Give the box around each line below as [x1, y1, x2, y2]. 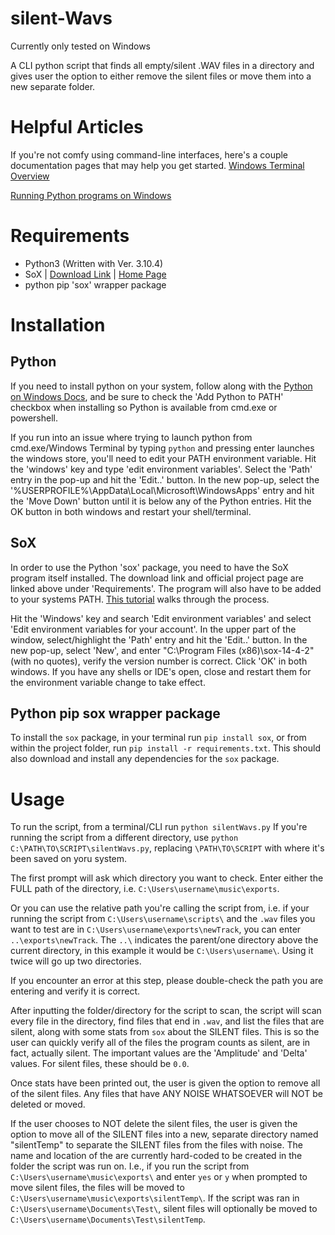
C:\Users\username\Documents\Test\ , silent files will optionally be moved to [10, 1203, 318, 1215]
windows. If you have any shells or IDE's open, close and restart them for [10, 665, 312, 677]
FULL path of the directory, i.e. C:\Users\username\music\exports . [10, 883, 280, 895]
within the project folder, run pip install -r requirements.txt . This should [10, 742, 321, 754]
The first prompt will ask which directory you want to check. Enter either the [10, 872, 324, 884]
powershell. [10, 412, 58, 424]
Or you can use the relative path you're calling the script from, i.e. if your [10, 902, 310, 914]
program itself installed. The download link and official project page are [10, 572, 304, 584]
